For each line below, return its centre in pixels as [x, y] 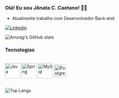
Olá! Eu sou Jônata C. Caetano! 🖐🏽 [46, 8]
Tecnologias [20, 50]
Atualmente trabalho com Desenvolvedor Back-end [63, 19]
